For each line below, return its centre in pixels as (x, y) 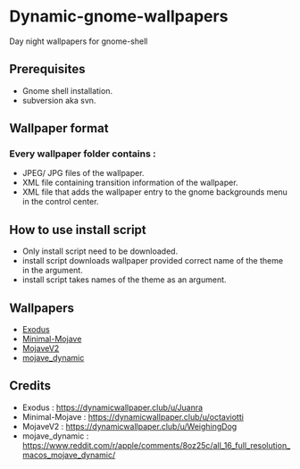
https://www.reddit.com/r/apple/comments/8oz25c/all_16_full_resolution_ (156, 445)
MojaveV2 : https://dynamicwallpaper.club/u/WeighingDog (129, 426)
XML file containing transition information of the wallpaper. (130, 183)
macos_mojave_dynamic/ (69, 455)
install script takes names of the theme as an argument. (124, 280)
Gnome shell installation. (67, 90)
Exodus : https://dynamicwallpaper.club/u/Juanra (112, 407)
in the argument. (52, 271)
